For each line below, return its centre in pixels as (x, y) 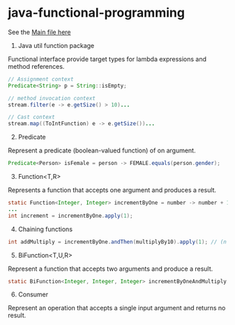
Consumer (33, 294)
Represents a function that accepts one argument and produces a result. (112, 190)
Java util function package (56, 45)
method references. (36, 66)
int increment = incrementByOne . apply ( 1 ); (70, 216)
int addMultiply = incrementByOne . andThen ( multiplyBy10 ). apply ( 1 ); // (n (117, 241)
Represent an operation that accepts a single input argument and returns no (117, 308)
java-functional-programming (97, 13)
